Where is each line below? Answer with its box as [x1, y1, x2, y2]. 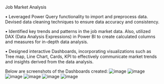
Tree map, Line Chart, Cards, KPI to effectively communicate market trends [5, 54, 157, 59]
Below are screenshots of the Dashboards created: [5, 68, 108, 74]
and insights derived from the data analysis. [5, 59, 94, 64]
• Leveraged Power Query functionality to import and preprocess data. [5, 14, 148, 19]
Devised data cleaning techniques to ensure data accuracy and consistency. [5, 19, 160, 25]
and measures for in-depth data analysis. [5, 39, 88, 45]
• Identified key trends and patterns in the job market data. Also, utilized [5, 28, 151, 34]
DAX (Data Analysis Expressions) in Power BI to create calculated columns [5, 34, 156, 39]
